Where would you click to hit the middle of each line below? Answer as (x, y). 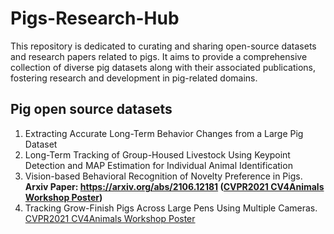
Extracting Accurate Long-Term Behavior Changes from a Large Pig (164, 133)
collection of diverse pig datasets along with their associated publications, (163, 67)
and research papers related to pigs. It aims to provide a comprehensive (159, 56)
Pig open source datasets (91, 109)
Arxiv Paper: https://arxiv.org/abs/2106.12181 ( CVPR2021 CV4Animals (174, 186)
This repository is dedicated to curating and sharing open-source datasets (163, 46)
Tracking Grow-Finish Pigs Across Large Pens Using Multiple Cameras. (171, 208)
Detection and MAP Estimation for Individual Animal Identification (158, 165)
